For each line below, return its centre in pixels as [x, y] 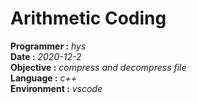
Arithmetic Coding [88, 18]
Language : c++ [44, 78]
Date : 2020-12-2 [46, 56]
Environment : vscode [56, 88]
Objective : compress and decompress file [98, 67]
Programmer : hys [48, 46]
